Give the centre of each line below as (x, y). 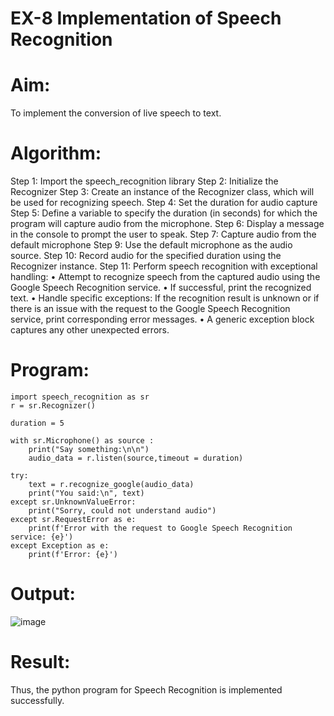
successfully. (37, 700)
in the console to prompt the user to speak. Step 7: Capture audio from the (163, 234)
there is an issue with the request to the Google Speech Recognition (150, 309)
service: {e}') (42, 537)
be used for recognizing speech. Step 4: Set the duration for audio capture (164, 203)
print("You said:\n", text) (86, 493)
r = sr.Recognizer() (53, 406)
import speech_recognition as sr (80, 397)
